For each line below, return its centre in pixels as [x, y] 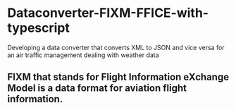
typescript [39, 28]
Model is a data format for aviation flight [97, 88]
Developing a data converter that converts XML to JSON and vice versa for [116, 47]
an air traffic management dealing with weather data [83, 55]
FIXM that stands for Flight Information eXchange [118, 77]
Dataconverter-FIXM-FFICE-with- [108, 13]
